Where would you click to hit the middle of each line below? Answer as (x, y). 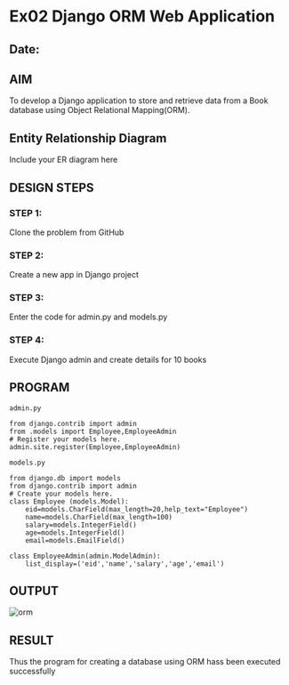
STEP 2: (27, 255)
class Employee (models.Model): (69, 501)
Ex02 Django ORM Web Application (142, 16)
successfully (32, 671)
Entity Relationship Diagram (88, 138)
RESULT (32, 640)
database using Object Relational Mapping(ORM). (100, 110)
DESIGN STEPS (52, 187)
